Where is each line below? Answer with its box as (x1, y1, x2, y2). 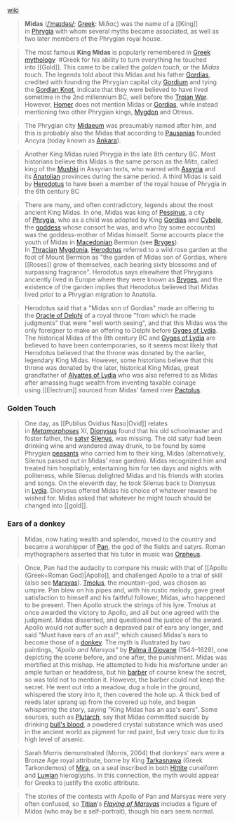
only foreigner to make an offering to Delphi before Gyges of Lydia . (24, 326, 218, 334)
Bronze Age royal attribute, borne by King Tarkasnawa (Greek (24, 756, 203, 764)
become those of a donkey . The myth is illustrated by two (24, 638, 191, 647)
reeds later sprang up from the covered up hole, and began (24, 698, 196, 706)
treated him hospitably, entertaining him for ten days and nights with (24, 464, 222, 472)
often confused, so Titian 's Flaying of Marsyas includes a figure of (24, 800, 217, 808)
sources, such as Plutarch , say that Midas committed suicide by (24, 712, 209, 721)
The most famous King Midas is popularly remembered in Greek (24, 48, 211, 56)
